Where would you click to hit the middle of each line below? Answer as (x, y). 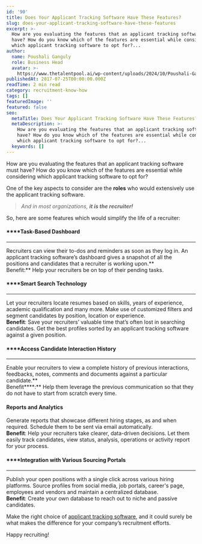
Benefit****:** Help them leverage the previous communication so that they (100, 387)
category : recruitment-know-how (47, 90)
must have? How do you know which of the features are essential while (94, 170)
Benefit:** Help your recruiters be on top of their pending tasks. (85, 270)
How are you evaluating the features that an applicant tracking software (95, 163)
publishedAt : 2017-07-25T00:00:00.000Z (56, 79)
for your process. (28, 446)
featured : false (26, 107)
